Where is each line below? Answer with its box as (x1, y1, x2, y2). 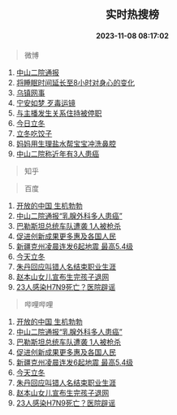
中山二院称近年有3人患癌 (15, 149, 100, 159)
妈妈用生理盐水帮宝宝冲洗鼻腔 (15, 138, 116, 148)
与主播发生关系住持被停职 (15, 108, 102, 118)
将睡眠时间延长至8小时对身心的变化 (15, 77, 136, 87)
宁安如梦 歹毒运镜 (15, 98, 76, 107)
